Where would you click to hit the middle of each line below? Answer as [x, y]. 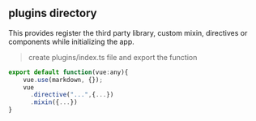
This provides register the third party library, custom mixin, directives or [128, 32]
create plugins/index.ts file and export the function [113, 57]
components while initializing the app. [72, 41]
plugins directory [53, 13]
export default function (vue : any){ [68, 72]
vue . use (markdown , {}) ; [63, 80]
